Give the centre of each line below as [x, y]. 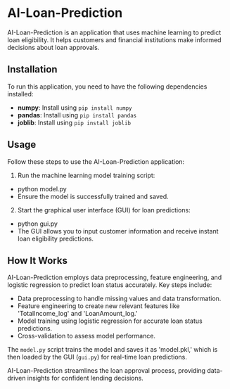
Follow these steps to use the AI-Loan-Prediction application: [96, 161]
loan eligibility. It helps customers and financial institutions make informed [114, 39]
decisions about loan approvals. [53, 47]
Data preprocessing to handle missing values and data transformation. [119, 299]
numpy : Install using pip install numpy [75, 108]
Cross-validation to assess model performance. [87, 336]
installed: [20, 94]
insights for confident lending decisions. [85, 378]
